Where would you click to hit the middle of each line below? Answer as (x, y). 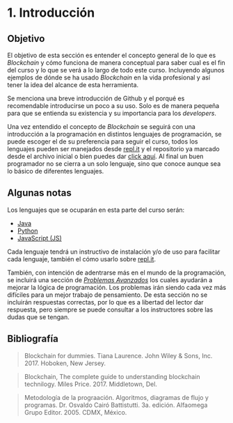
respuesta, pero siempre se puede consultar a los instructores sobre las (110, 309)
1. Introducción (51, 13)
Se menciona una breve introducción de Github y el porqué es (96, 98)
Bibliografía (33, 339)
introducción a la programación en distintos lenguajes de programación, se (115, 134)
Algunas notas (39, 193)
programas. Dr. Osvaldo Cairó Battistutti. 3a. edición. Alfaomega (116, 405)
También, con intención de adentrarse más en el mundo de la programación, (116, 272)
